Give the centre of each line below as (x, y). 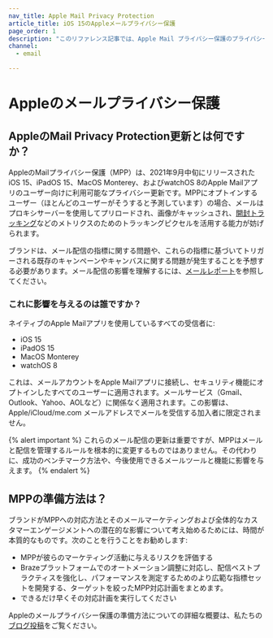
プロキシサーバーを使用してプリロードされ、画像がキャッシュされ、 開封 (129, 213)
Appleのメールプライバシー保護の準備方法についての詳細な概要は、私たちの (135, 615)
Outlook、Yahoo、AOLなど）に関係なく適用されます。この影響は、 (121, 402)
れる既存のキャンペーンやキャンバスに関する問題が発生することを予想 (140, 260)
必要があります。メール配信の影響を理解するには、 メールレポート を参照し (139, 271)
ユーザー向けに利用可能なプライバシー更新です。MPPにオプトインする (140, 193)
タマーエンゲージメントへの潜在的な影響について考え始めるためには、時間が (136, 530)
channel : (23, 46)
